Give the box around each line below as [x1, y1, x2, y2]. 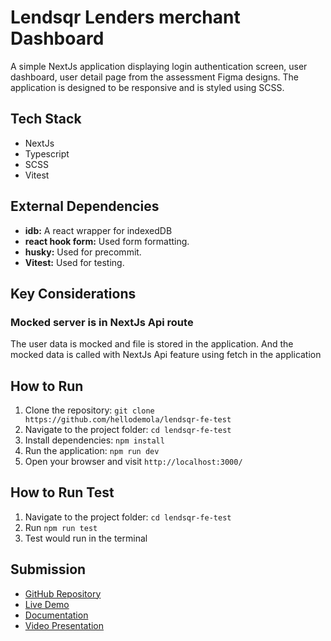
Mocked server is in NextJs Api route [10, 315, 194, 329]
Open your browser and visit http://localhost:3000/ [24, 456, 243, 468]
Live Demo [24, 598, 70, 610]
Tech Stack [10, 111, 82, 128]
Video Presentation [24, 619, 105, 631]
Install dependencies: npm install [24, 434, 165, 446]
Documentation [24, 609, 89, 621]
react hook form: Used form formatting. [24, 235, 190, 247]
